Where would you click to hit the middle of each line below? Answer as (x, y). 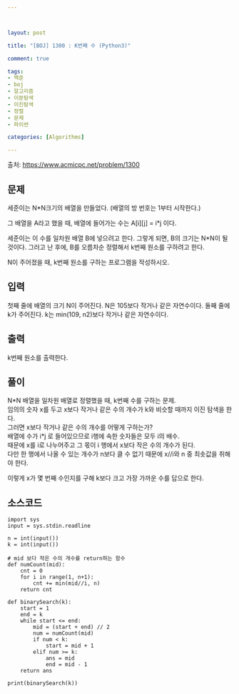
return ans (36, 671)
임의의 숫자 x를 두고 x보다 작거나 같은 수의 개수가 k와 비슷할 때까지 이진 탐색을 (116, 409)
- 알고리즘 (21, 91)
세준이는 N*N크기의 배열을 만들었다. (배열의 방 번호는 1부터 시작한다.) (104, 208)
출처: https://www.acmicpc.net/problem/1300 (74, 165)
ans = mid (60, 658)
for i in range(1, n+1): (57, 577)
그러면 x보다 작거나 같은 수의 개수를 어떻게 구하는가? (80, 427)
